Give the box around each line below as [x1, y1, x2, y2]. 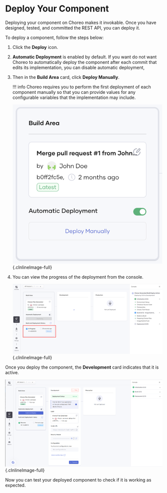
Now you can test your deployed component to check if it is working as [5, 477, 152, 483]
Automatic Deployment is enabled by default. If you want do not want [12, 53, 157, 60]
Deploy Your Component [5, 3, 109, 14]
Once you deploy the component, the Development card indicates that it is [5, 364, 159, 370]
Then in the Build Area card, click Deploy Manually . [12, 74, 120, 80]
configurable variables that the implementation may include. [12, 94, 136, 100]
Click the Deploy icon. [12, 44, 58, 50]
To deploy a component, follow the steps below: [5, 34, 104, 40]
